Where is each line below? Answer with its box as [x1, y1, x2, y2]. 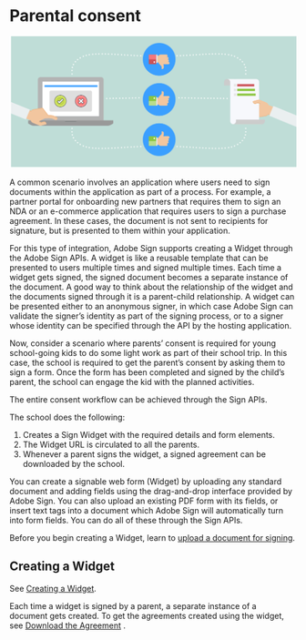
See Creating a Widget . [9, 583, 97, 594]
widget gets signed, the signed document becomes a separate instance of [9, 271, 289, 282]
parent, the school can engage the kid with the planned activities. [9, 376, 255, 387]
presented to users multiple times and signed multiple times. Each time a [9, 261, 282, 273]
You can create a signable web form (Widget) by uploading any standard [9, 475, 282, 487]
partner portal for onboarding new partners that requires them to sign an [9, 196, 281, 207]
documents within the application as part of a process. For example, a [9, 186, 271, 197]
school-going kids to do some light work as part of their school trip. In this [9, 347, 288, 358]
